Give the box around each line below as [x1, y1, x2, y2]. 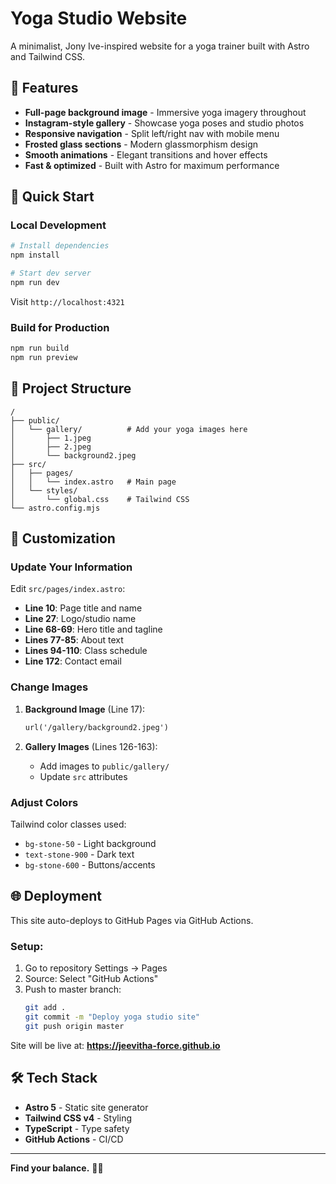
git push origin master [24, 1021, 125, 1031]
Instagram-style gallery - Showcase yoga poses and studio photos [24, 117, 305, 129]
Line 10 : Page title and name [24, 602, 143, 614]
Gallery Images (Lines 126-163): [24, 740, 158, 752]
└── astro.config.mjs [10, 503, 101, 513]
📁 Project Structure [10, 380, 132, 397]
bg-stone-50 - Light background [24, 837, 157, 849]
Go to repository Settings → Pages [24, 962, 168, 974]
